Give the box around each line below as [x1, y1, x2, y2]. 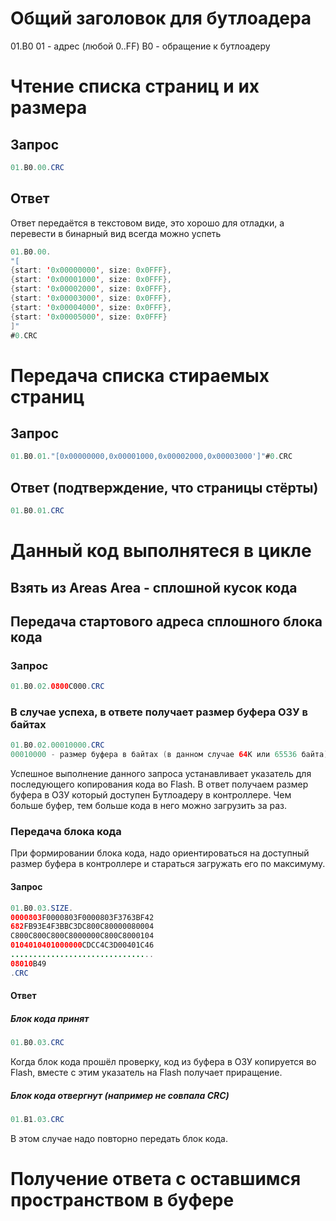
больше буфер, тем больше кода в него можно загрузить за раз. [10, 800, 287, 812]
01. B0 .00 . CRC [10, 162, 65, 172]
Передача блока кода [10, 825, 122, 839]
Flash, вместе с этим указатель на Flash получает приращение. [10, 1067, 283, 1079]
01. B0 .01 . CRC [10, 506, 65, 516]
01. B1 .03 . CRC [10, 1115, 65, 1125]
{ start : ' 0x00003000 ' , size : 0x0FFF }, [10, 293, 172, 303]
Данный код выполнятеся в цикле [10, 540, 312, 562]
